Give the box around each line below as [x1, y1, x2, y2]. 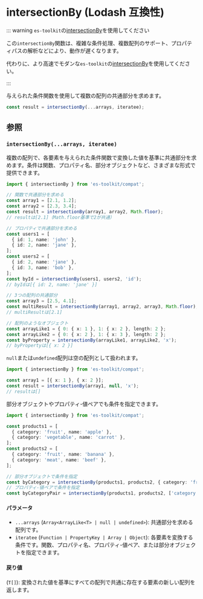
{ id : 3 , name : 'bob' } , [11, 264, 74, 271]
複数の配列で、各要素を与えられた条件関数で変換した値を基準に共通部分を [6, 154, 192, 161]
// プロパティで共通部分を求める [6, 225, 77, 232]
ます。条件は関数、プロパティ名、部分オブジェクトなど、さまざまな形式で [11, 161, 196, 169]
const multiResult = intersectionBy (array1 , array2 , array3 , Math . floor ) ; [6, 303, 199, 310]
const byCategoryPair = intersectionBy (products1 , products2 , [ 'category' [6, 490, 199, 496]
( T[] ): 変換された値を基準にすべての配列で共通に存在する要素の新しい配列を [6, 578, 196, 586]
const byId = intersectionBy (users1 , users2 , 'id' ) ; [6, 276, 142, 282]
